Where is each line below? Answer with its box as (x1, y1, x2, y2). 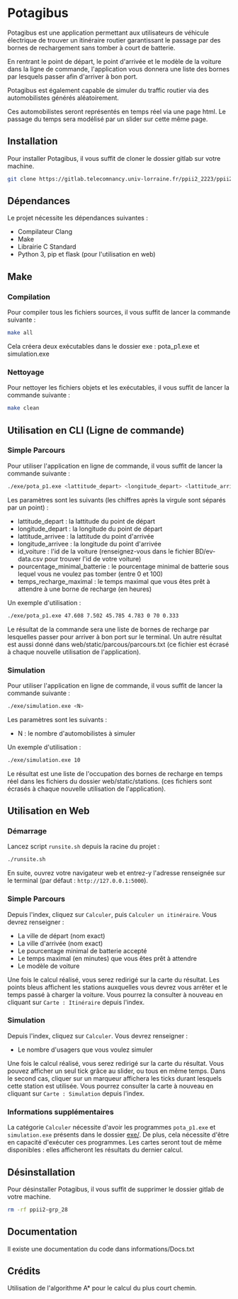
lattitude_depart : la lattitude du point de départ (17, 517, 156, 525)
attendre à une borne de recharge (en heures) (17, 585, 152, 593)
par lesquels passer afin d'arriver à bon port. (7, 72, 138, 81)
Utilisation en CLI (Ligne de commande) (7, 424, 185, 437)
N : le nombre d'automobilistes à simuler (17, 729, 136, 738)
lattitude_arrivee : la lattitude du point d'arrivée (17, 532, 154, 540)
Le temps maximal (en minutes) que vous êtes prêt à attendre (17, 954, 197, 962)
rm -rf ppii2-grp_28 (7, 1206, 69, 1213)
